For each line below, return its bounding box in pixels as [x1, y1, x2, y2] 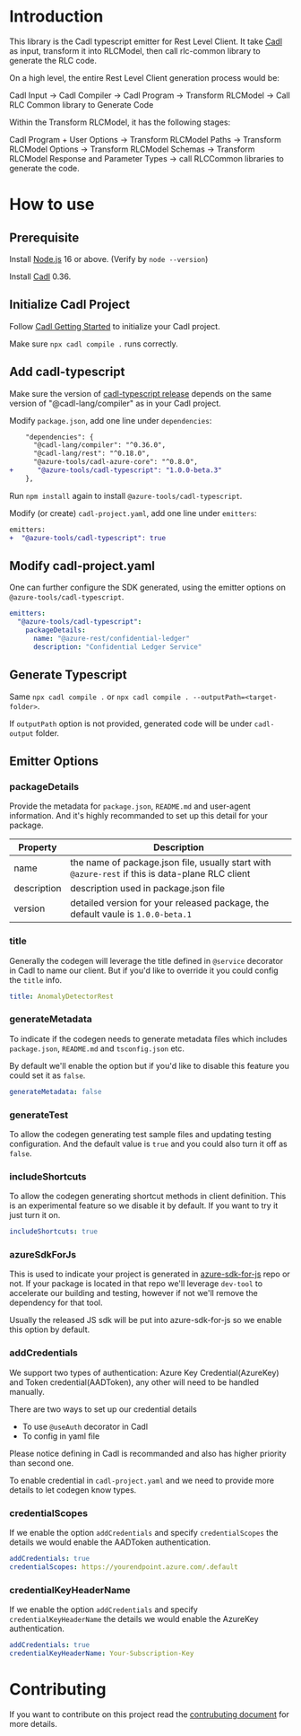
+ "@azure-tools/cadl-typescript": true [9, 533, 167, 542]
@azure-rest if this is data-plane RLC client [70, 868, 251, 881]
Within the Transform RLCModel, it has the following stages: [9, 117, 231, 127]
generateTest [9, 1109, 69, 1121]
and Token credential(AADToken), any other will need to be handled [9, 1376, 260, 1388]
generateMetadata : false [9, 1087, 102, 1096]
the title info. [9, 974, 63, 985]
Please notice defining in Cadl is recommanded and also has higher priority [9, 1448, 287, 1459]
